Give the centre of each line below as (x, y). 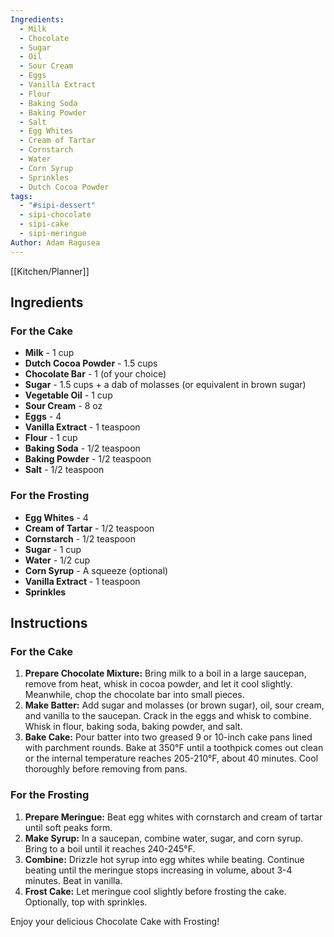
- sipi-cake (44, 224)
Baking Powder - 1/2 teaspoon (88, 459)
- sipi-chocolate (55, 215)
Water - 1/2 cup (57, 560)
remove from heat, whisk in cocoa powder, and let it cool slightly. (158, 684)
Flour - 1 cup (51, 438)
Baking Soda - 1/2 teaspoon (82, 448)
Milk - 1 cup (49, 353)
